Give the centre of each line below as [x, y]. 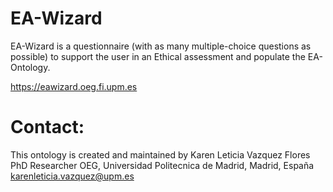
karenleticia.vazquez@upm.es [72, 176]
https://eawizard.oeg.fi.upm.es [74, 86]
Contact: [47, 127]
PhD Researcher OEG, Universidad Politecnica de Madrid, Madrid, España [162, 165]
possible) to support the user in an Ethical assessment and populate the [158, 56]
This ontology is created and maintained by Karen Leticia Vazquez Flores [160, 154]
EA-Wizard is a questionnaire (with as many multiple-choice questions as [161, 46]
